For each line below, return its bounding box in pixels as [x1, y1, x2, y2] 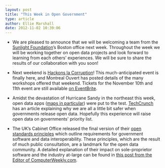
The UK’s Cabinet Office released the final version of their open [12, 126, 142, 131]
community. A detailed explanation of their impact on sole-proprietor [12, 147, 152, 153]
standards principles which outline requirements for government [12, 131, 143, 137]
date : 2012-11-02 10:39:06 [5, 26, 61, 31]
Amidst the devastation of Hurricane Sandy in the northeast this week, [12, 95, 156, 101]
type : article [5, 16, 35, 21]
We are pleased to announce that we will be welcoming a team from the [12, 39, 159, 45]
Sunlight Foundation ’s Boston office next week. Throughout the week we [12, 44, 160, 50]
